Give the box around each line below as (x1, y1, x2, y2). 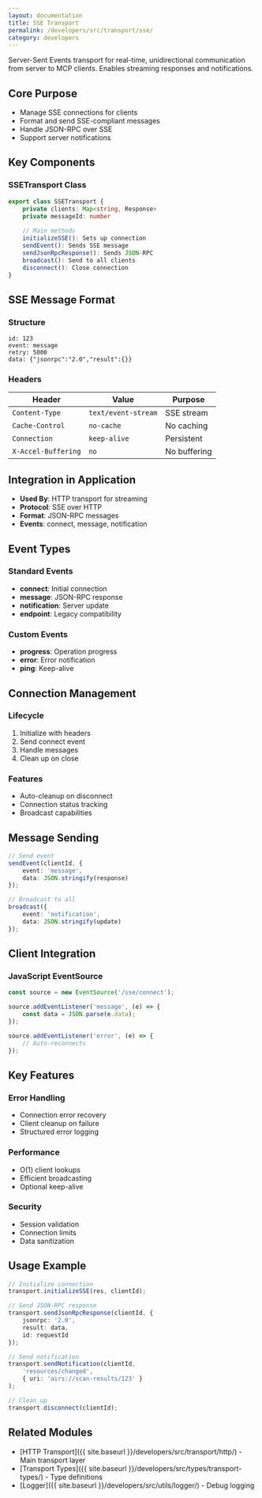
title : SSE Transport (8, 19, 80, 27)
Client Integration (8, 947, 96, 961)
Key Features (8, 1068, 75, 1082)
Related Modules (8, 1426, 93, 1439)
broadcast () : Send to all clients (22, 256, 136, 264)
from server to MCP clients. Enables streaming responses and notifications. (8, 64, 254, 74)
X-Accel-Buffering (12, 447, 81, 456)
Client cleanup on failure (19, 1119, 100, 1128)
